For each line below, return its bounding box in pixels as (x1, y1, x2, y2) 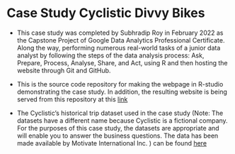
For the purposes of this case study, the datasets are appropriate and (16, 123, 220, 132)
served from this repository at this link (16, 94, 128, 104)
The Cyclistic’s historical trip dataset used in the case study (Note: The (16, 109, 224, 117)
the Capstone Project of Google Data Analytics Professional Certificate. (16, 35, 225, 44)
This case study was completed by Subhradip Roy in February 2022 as (16, 28, 224, 37)
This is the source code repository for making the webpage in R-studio (16, 79, 224, 88)
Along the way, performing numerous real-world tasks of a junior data (16, 43, 221, 52)
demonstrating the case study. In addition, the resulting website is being (16, 87, 228, 96)
